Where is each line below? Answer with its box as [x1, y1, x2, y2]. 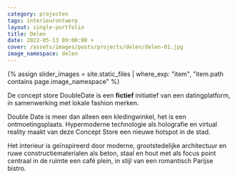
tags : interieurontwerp [7, 17, 79, 24]
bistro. [7, 164, 26, 172]
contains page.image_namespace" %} [7, 77, 120, 85]
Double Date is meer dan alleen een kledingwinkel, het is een [7, 112, 187, 121]
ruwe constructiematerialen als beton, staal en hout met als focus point [7, 149, 216, 157]
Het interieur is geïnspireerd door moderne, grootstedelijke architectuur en [7, 141, 227, 150]
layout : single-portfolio [7, 23, 84, 31]
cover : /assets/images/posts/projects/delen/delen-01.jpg [7, 43, 183, 51]
